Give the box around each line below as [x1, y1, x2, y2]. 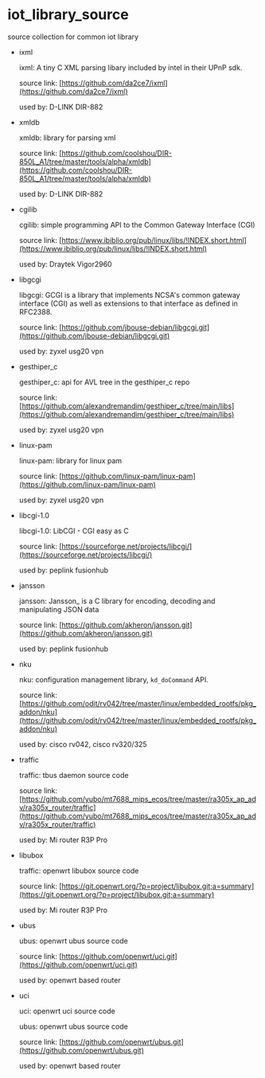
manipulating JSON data [18, 604, 99, 614]
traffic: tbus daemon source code [18, 770, 129, 779]
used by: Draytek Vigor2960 [18, 259, 112, 268]
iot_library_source [7, 6, 129, 24]
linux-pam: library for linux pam [18, 455, 123, 465]
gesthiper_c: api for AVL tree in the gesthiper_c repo [18, 377, 190, 387]
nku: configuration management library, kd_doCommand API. [18, 674, 208, 684]
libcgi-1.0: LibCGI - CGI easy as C [18, 525, 129, 535]
